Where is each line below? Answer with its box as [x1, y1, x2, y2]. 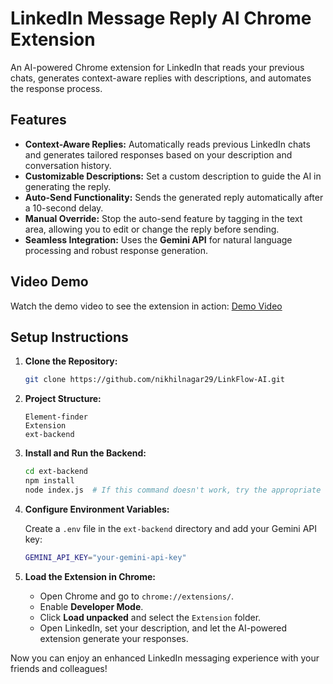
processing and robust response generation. [24, 244, 209, 256]
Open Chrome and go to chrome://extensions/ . [39, 590, 235, 602]
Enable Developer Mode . [39, 600, 144, 612]
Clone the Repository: [24, 355, 118, 367]
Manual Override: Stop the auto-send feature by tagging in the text [24, 212, 303, 224]
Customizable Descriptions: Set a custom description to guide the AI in [24, 170, 322, 182]
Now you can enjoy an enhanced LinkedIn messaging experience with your [10, 652, 320, 664]
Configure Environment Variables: [24, 503, 170, 515]
